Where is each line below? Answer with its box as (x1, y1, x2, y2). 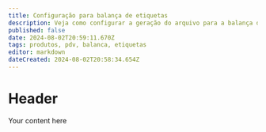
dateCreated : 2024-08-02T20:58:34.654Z (8, 56, 140, 64)
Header (8, 90, 58, 107)
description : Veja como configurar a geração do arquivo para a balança (8, 19, 253, 27)
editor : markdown (8, 48, 66, 56)
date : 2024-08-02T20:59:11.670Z (8, 33, 115, 42)
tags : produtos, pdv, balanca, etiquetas (8, 41, 147, 49)
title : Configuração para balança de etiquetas (8, 11, 169, 20)
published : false (8, 26, 66, 34)
